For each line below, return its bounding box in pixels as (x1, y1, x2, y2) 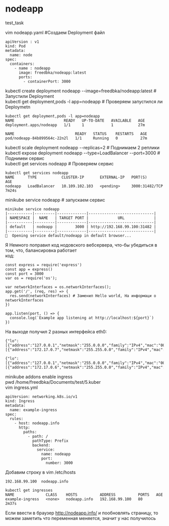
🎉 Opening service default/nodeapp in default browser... (5, 233, 132, 238)
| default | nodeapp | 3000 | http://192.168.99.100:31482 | (5, 224, 156, 229)
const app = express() (5, 267, 53, 272)
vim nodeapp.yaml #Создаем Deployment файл (5, 29, 105, 35)
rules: (10, 416, 24, 421)
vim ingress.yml (5, 384, 38, 390)
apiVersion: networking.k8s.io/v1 (5, 394, 78, 399)
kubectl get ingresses (5, 488, 53, 493)
